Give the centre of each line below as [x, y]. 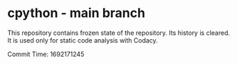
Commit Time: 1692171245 [46, 54]
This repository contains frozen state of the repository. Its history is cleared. [118, 33]
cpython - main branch [77, 13]
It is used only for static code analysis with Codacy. [83, 40]
